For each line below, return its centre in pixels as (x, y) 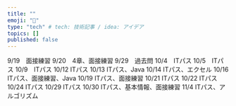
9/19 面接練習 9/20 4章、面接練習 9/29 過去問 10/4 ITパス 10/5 (107, 61)
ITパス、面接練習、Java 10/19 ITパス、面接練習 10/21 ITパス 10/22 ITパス (112, 79)
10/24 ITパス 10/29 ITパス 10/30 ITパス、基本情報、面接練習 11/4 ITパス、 (113, 87)
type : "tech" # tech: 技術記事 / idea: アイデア (76, 27)
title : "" (22, 14)
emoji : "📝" (23, 20)
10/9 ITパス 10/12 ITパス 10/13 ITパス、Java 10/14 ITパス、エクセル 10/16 (122, 69)
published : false (33, 40)
